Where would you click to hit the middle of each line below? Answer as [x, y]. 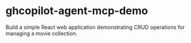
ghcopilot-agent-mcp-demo [77, 11]
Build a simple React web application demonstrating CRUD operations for [95, 27]
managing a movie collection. [42, 33]
